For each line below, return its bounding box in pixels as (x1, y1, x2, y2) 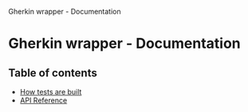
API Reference (19, 95, 68, 105)
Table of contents (8, 66, 97, 79)
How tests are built (19, 87, 82, 96)
